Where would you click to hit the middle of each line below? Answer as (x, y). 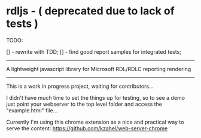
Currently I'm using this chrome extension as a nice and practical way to (95, 122)
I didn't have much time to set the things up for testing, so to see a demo (96, 97)
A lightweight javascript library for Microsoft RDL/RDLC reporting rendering (99, 69)
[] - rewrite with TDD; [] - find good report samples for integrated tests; (94, 51)
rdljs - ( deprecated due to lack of (90, 11)
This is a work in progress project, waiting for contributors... (80, 86)
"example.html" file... (32, 110)
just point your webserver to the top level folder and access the (84, 104)
